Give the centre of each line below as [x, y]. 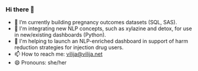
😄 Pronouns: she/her [40, 63]
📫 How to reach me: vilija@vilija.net [58, 54]
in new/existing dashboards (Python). [60, 35]
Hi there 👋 [20, 9]
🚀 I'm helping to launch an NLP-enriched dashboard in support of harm [101, 41]
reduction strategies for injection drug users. [69, 47]
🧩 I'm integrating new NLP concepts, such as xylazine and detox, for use [103, 28]
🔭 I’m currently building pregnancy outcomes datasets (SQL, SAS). [95, 22]
